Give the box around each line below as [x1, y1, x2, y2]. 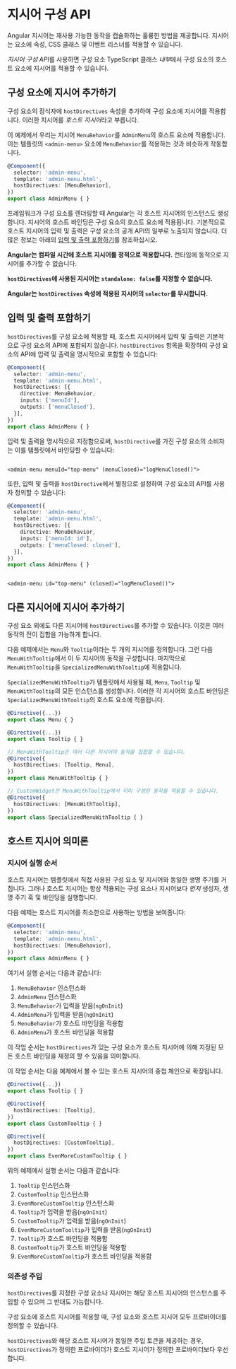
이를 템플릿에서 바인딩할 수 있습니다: [14, 445, 115, 454]
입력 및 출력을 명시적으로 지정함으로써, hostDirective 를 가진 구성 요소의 [7, 436, 206, 445]
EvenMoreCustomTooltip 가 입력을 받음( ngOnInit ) [17, 1225, 151, 1234]
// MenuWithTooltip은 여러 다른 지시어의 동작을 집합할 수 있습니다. [7, 748, 186, 755]
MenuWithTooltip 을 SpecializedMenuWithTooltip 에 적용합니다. [7, 663, 182, 672]
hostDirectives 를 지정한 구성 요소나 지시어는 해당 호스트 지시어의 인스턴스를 [7, 1288, 219, 1298]
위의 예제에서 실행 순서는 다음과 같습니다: [7, 1166, 120, 1175]
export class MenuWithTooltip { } [7, 775, 109, 782]
